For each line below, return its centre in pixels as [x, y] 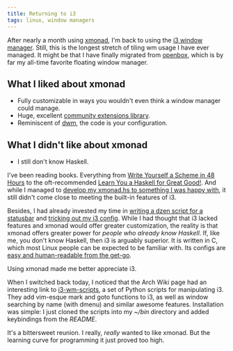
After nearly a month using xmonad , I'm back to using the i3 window [105, 40]
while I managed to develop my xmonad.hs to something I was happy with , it [116, 190]
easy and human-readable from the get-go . [70, 256]
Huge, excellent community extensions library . [84, 116]
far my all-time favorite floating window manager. [78, 62]
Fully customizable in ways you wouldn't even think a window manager [119, 101]
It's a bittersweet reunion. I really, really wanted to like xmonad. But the [109, 333]
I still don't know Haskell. [53, 162]
